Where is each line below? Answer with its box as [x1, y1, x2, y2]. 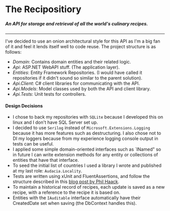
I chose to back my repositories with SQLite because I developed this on [12, 114, 163, 120]
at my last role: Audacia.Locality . [12, 168, 82, 174]
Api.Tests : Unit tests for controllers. [12, 91, 87, 97]
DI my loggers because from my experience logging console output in [12, 135, 158, 142]
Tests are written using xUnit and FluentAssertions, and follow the [12, 173, 150, 180]
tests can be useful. [12, 141, 54, 147]
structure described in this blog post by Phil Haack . [12, 179, 120, 185]
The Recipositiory [5, 4, 82, 15]
